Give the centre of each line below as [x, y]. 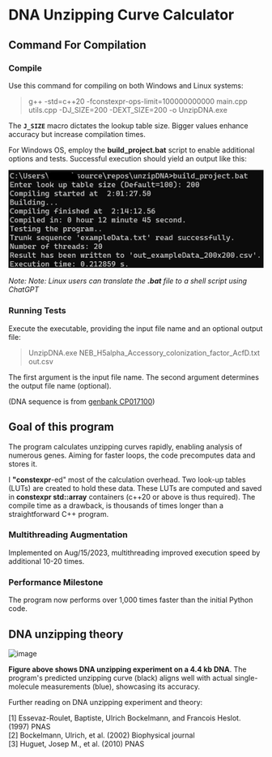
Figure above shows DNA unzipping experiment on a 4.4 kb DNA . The [127, 669]
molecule [24, 686]
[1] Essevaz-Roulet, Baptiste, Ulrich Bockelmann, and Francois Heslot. [125, 718]
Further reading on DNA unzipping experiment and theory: [106, 702]
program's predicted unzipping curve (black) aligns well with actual [121, 677]
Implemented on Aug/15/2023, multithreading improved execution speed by [134, 553]
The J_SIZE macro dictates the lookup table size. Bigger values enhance [128, 125]
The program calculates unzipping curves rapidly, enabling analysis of [125, 446]
